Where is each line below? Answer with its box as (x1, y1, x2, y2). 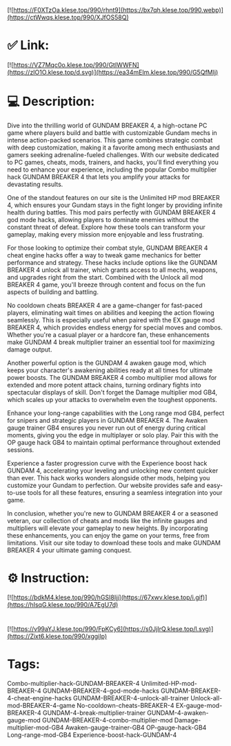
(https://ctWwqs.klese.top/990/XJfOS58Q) (7, 13, 129, 21)
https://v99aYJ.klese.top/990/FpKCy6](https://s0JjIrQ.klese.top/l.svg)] (13, 625, 214, 633)
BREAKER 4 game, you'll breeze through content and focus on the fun (7, 280, 205, 289)
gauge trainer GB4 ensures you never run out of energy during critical (7, 424, 205, 432)
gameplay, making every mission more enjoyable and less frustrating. (7, 230, 205, 238)
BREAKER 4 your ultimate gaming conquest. (7, 546, 132, 554)
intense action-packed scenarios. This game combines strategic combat (7, 136, 213, 144)
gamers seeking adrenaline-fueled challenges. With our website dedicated (7, 150, 219, 158)
